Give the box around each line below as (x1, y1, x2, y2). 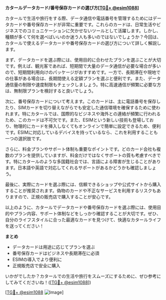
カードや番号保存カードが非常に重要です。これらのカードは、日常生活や (9, 22, 157, 27)
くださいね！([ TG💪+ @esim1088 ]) (22, 280, 92, 285)
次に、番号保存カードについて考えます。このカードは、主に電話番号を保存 (5, 99, 157, 104)
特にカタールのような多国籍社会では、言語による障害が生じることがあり (13, 159, 161, 164)
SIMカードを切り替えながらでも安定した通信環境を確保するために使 (18, 105, 156, 111)
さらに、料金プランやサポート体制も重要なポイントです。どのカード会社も (5, 146, 157, 152)
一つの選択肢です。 (5, 136, 44, 141)
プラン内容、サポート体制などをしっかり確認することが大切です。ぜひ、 (13, 211, 161, 216)
